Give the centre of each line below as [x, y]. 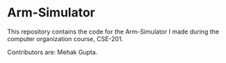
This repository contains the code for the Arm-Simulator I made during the [113, 32]
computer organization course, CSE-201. [65, 38]
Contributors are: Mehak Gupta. [52, 52]
